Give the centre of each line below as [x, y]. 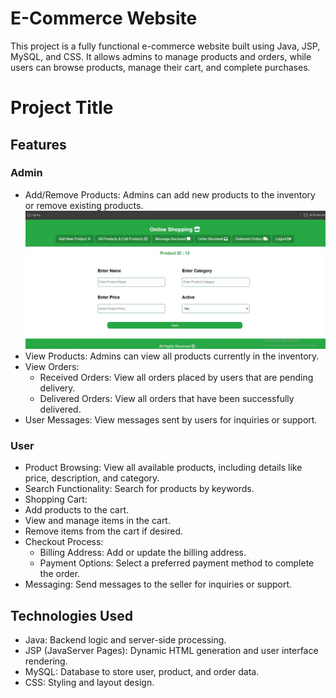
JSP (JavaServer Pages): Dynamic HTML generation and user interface [171, 651]
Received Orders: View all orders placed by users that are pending [176, 378]
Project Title [62, 108]
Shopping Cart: [56, 499]
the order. [60, 574]
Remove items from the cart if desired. [104, 531]
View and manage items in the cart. [97, 521]
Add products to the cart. [76, 510]
